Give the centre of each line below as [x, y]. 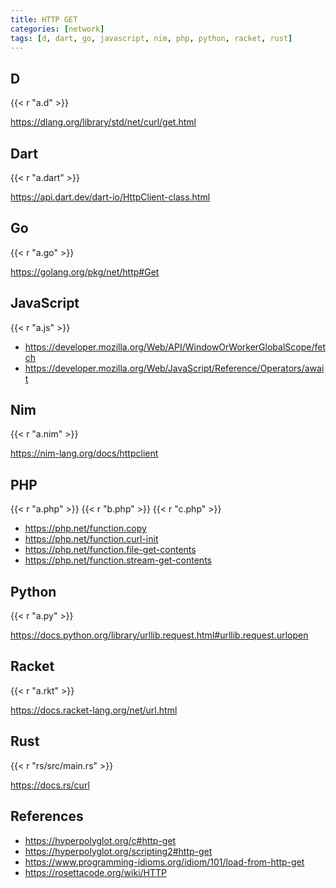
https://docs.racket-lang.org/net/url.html [94, 710]
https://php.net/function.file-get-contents [110, 550]
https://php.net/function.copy [85, 528]
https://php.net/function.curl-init [91, 539]
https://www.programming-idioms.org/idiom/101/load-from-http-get [164, 862]
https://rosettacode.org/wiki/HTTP [96, 872]
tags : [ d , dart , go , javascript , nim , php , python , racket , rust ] [151, 38]
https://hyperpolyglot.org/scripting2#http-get [118, 851]
